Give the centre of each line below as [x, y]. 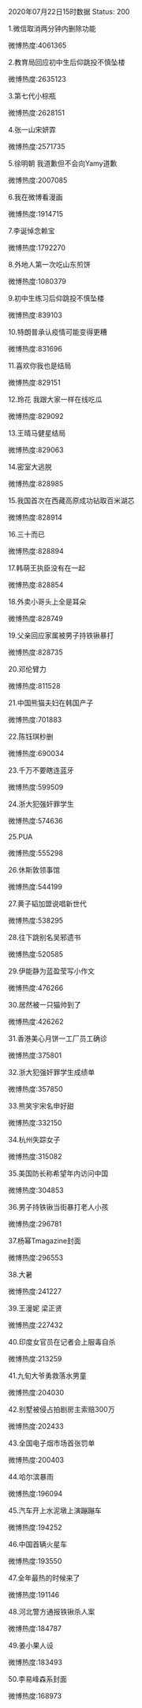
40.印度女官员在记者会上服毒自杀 [62, 1342]
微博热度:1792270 [37, 248]
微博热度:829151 [34, 382]
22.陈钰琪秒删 [31, 737]
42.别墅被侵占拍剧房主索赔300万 [62, 1409]
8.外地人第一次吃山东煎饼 [49, 265]
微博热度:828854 [36, 585]
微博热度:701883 [35, 720]
